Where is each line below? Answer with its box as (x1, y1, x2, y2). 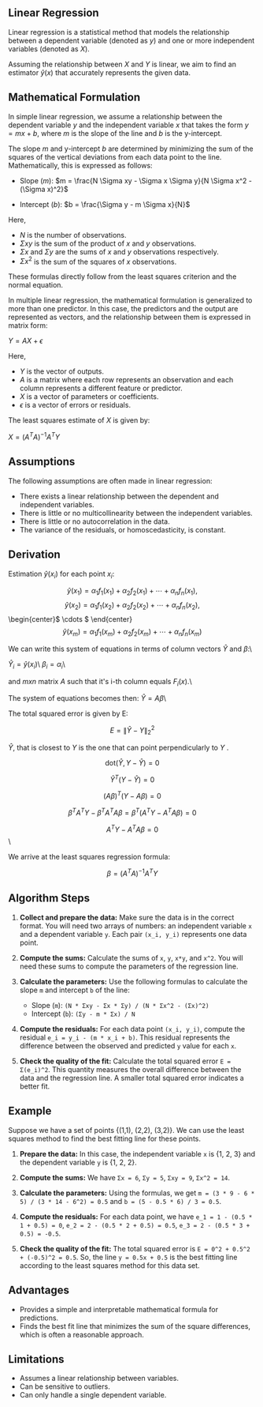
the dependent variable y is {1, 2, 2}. (19, 1157, 137, 1167)
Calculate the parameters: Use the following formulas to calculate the (19, 976, 248, 986)
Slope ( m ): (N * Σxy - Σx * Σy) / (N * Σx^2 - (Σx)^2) (31, 1000, 209, 1010)
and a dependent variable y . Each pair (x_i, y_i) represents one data (19, 929, 247, 939)
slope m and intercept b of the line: (19, 985, 130, 995)
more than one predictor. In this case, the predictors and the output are (8, 304, 239, 314)
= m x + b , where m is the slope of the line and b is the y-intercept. (8, 128, 223, 137)
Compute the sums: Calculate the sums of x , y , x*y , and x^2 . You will (19, 953, 243, 962)
